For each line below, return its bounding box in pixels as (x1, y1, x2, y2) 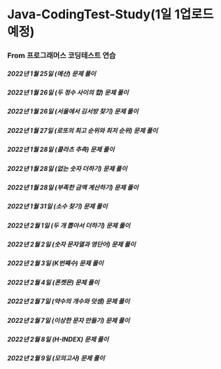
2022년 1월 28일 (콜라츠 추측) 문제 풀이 (7, 145, 115, 154)
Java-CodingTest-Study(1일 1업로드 (7, 6, 214, 22)
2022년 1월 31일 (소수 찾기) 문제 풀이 (7, 202, 108, 211)
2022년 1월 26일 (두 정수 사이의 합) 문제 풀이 (7, 88, 129, 97)
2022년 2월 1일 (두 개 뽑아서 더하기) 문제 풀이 (7, 221, 131, 230)
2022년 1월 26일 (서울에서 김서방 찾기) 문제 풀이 (7, 107, 138, 116)
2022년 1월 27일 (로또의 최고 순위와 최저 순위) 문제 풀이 (7, 126, 158, 134)
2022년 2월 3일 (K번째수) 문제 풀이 (7, 259, 104, 267)
